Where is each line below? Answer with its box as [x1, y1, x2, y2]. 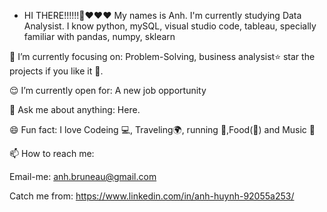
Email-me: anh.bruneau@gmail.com [9, 171, 157, 182]
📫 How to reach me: [9, 148, 95, 159]
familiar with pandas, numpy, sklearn [23, 31, 176, 42]
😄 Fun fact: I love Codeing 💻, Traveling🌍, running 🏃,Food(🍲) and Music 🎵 [9, 124, 316, 135]
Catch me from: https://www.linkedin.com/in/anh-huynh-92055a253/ [9, 190, 295, 202]
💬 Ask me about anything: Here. [9, 104, 141, 115]
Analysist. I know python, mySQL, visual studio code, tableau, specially [23, 20, 317, 32]
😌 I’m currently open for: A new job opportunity [9, 85, 207, 96]
